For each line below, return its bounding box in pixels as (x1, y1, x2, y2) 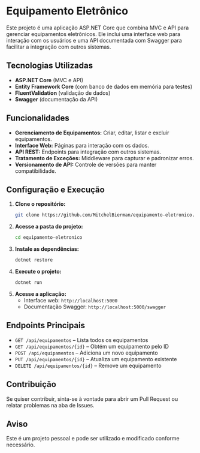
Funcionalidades (6, 113, 70, 124)
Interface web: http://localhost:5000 (23, 296, 118, 304)
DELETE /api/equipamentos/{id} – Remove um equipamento (14, 362, 162, 369)
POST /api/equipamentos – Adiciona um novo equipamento (14, 349, 158, 356)
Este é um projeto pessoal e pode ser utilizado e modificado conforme (6, 435, 180, 442)
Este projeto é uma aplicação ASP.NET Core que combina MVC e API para (6, 24, 189, 31)
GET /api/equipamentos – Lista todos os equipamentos (14, 336, 149, 343)
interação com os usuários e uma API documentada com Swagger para (6, 37, 183, 44)
